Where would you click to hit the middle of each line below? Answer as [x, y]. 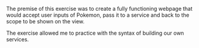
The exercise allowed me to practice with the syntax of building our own [95, 33]
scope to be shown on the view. [46, 21]
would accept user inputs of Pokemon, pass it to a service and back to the [98, 15]
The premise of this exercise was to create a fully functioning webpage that [99, 9]
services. [17, 39]
